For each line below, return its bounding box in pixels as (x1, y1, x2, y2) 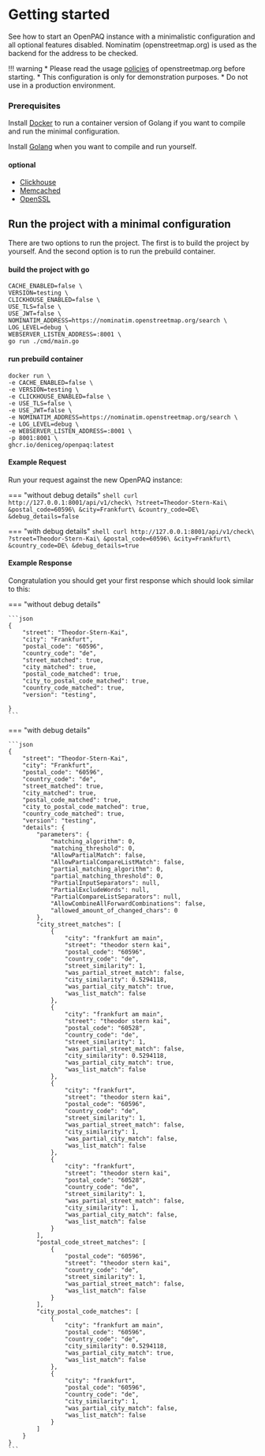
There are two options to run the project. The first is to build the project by (8, 239, 250, 248)
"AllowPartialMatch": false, (50, 852, 147, 860)
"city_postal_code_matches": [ (36, 1307, 140, 1316)
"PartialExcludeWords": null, (50, 886, 150, 894)
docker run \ (8, 371, 51, 380)
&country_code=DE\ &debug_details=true (8, 541, 140, 550)
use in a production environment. (8, 81, 116, 90)
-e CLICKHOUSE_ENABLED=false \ (8, 393, 111, 401)
